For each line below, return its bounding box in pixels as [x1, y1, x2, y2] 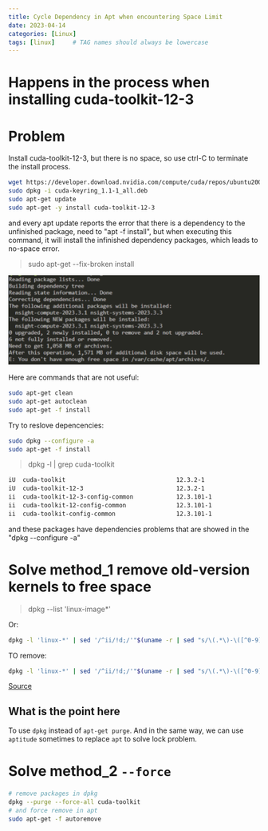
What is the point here [8, 704, 121, 718]
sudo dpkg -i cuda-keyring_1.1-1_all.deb [8, 187, 148, 195]
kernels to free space [8, 578, 152, 595]
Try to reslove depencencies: [8, 420, 104, 430]
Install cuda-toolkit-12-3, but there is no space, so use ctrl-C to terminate [8, 153, 249, 163]
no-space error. [8, 244, 60, 253]
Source [8, 682, 32, 691]
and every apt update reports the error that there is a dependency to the [8, 218, 246, 228]
